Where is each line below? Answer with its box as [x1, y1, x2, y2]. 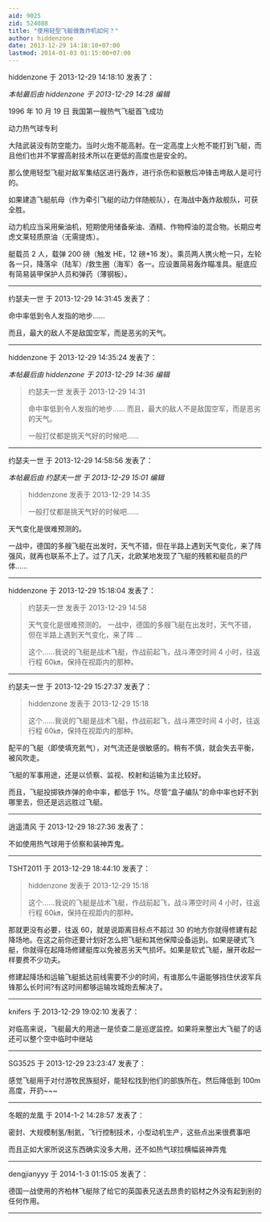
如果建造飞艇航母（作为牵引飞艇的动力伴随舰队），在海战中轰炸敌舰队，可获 [8, 195, 259, 204]
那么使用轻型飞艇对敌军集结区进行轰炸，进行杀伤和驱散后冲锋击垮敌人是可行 [8, 168, 262, 177]
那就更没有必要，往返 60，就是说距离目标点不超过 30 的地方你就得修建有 [8, 925, 251, 934]
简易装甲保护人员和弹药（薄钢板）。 [14, 269, 132, 278]
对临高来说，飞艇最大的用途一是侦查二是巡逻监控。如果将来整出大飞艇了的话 [8, 1024, 262, 1033]
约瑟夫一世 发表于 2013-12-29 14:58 [27, 603, 147, 612]
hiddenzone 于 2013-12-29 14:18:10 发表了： [8, 72, 155, 81]
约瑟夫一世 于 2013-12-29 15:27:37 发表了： [8, 682, 153, 691]
